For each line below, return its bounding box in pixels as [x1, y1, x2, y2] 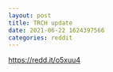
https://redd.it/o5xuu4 [8, 55, 81, 65]
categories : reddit [8, 33, 73, 42]
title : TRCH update [8, 19, 73, 27]
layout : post [8, 11, 52, 20]
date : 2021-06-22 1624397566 [8, 26, 105, 34]
